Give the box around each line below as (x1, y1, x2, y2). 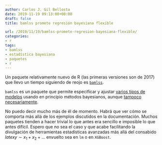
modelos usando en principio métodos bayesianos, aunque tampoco (5, 94, 142, 100)
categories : (5, 34, 29, 39)
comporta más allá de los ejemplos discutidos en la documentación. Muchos (5, 113, 158, 119)
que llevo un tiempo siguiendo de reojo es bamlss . (5, 80, 104, 85)
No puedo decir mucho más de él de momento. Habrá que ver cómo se (5, 109, 147, 114)
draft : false (5, 16, 31, 21)
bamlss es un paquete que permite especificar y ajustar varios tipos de (5, 89, 146, 95)
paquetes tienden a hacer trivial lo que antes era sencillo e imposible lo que (5, 119, 156, 125)
